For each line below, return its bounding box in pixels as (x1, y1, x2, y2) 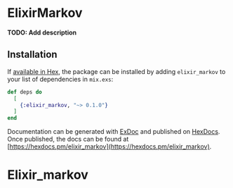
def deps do (7, 88, 42, 96)
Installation (7, 49, 58, 61)
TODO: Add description (7, 28, 77, 37)
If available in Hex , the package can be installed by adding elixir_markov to (7, 67, 226, 75)
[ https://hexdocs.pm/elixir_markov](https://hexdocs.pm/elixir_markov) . (7, 142, 212, 151)
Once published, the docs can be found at (7, 135, 129, 144)
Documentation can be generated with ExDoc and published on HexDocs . (7, 127, 220, 136)
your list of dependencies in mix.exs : (7, 75, 114, 83)
